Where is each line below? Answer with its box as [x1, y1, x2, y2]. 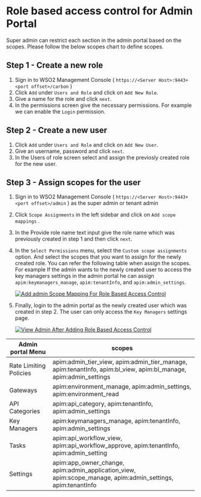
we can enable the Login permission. [14, 108, 106, 115]
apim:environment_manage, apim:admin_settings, [52, 382, 191, 391]
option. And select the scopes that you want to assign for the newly [14, 253, 181, 260]
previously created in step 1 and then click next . [14, 235, 133, 243]
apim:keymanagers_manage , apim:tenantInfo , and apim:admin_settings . [14, 279, 187, 286]
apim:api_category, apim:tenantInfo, [52, 400, 154, 408]
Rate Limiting [9, 361, 46, 370]
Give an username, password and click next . [14, 148, 124, 155]
